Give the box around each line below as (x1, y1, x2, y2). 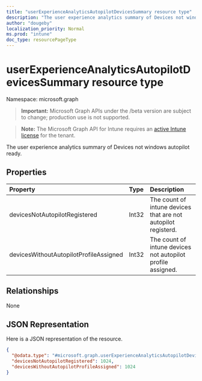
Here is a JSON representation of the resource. (6, 335, 123, 342)
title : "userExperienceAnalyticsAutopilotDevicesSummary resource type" (6, 8, 192, 15)
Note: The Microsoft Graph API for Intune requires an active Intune (20, 125, 186, 133)
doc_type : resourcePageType (6, 37, 77, 43)
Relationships (6, 286, 59, 296)
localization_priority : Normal (6, 25, 85, 32)
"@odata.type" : (11, 353, 50, 359)
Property (9, 185, 35, 194)
